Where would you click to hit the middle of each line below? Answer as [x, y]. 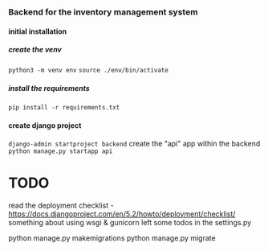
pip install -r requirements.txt [64, 108]
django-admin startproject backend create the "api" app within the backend [134, 143]
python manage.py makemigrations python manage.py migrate [112, 238]
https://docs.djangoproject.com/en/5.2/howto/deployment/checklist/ [122, 214]
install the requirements [49, 88]
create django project [45, 125]
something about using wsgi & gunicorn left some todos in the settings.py [130, 222]
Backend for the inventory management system [103, 12]
